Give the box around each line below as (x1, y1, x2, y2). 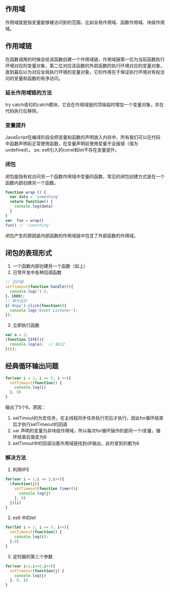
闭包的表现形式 (5, 249, 52, 257)
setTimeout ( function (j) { (10, 568, 65, 573)
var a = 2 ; (5, 332, 28, 338)
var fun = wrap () (5, 218, 44, 223)
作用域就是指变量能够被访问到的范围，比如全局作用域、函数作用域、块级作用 (5, 19, 165, 25)
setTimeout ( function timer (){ (14, 486, 78, 491)
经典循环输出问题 (5, 362, 59, 371)
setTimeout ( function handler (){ (5, 284, 73, 290)
